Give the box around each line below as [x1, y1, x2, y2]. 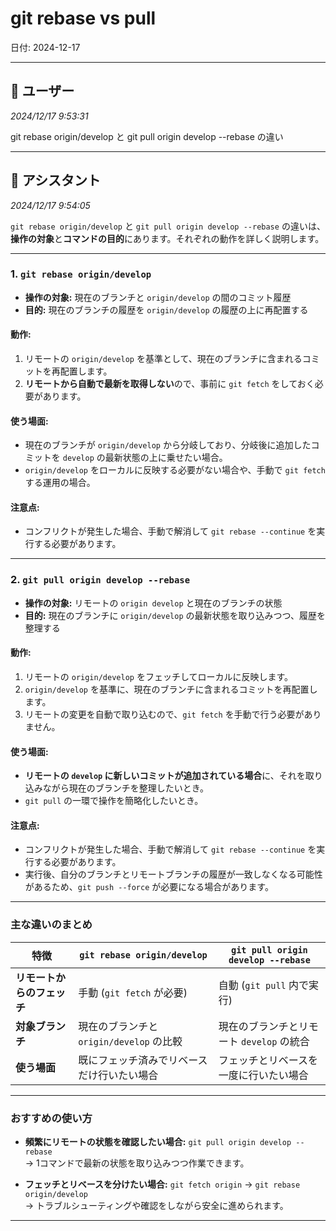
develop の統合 [241, 1034, 310, 1048]
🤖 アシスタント [10, 172, 101, 189]
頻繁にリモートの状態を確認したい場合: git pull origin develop [24, 1135, 292, 1147]
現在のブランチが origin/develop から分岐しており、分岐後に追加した [24, 439, 312, 451]
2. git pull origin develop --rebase [10, 573, 191, 587]
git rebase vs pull [10, 7, 157, 30]
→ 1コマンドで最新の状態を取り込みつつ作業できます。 [24, 1157, 250, 1169]
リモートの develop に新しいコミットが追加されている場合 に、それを [24, 770, 306, 782]
